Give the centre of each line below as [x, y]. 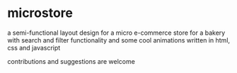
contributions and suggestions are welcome [71, 61]
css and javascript [34, 47]
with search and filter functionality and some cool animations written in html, [119, 40]
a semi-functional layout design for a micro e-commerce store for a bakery [116, 33]
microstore [40, 13]
